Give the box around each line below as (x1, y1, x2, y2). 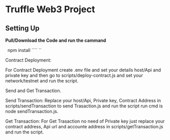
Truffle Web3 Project (5, 4, 95, 15)
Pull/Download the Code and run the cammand (5, 37, 106, 43)
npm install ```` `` (7, 47, 42, 53)
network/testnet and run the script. (5, 78, 79, 83)
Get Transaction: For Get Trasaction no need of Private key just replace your (5, 118, 165, 124)
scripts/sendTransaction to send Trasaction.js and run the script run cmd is (5, 103, 163, 109)
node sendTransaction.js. (5, 108, 59, 114)
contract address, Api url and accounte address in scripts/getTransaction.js (5, 124, 163, 129)
